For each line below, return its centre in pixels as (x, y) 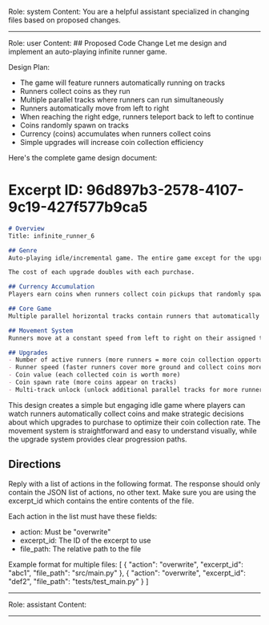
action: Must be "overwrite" (65, 531)
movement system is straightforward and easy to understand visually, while (133, 430)
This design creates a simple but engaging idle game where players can (127, 405)
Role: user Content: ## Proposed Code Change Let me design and (117, 43)
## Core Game (30, 309)
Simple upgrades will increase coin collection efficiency (112, 142)
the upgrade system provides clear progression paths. (98, 439)
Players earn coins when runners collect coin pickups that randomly (127, 294)
